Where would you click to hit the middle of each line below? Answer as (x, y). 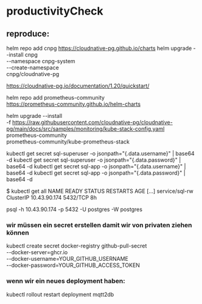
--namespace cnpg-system (41, 61)
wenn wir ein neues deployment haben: (66, 281)
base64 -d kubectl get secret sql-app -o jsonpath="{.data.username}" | (96, 166)
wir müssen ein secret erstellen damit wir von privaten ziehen (99, 225)
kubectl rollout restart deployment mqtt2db (60, 294)
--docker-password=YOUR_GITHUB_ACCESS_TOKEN (73, 265)
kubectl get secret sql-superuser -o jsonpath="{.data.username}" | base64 (100, 154)
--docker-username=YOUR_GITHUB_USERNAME (68, 259)
